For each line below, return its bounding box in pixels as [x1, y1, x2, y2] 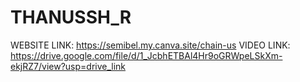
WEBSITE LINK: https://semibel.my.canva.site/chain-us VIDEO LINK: [10, 39, 291, 51]
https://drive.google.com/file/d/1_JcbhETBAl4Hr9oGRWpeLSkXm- [10, 49, 283, 61]
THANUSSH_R [10, 6, 132, 29]
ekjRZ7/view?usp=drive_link [10, 60, 127, 72]
